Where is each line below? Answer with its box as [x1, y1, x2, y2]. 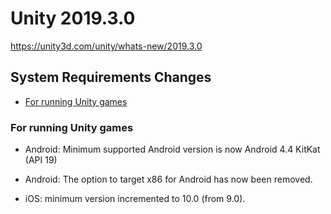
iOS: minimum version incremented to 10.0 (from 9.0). [24, 193, 246, 205]
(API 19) [24, 154, 58, 166]
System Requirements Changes [10, 69, 212, 86]
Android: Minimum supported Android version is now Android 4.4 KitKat [24, 143, 321, 156]
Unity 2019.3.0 [10, 7, 136, 30]
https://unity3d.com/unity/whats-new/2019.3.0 [10, 40, 203, 52]
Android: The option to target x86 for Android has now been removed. [24, 173, 313, 186]
